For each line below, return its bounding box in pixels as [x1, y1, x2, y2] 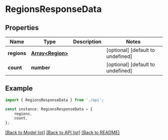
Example [5, 84, 33, 93]
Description [73, 38, 101, 45]
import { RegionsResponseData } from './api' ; [5, 97, 104, 102]
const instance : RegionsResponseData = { [5, 106, 93, 111]
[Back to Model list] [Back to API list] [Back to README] [5, 129, 120, 135]
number [30, 64, 50, 71]
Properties [5, 23, 39, 32]
